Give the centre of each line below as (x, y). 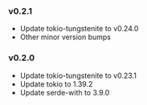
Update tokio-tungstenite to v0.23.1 (78, 75)
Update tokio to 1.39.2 (56, 84)
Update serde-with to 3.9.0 (65, 92)
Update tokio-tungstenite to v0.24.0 (79, 29)
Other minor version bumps (65, 37)
